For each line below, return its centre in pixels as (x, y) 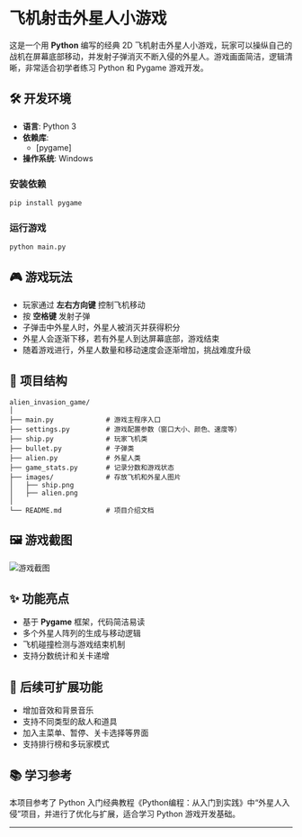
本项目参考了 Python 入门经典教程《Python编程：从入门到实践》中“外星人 (146, 802)
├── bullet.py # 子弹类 (72, 448)
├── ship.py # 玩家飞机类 (79, 439)
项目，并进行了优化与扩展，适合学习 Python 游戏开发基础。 (131, 814)
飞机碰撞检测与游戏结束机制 (74, 644)
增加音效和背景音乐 (58, 710)
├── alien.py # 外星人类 (75, 458)
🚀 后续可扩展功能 (56, 687)
